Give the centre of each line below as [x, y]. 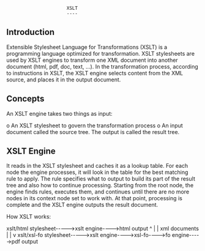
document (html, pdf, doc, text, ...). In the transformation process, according [102, 66]
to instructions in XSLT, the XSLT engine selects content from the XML [95, 73]
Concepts [25, 99]
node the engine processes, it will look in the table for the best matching [97, 172]
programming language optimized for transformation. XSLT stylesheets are [100, 53]
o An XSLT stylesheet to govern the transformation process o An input [95, 125]
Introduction [31, 32]
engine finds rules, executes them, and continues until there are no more [98, 192]
